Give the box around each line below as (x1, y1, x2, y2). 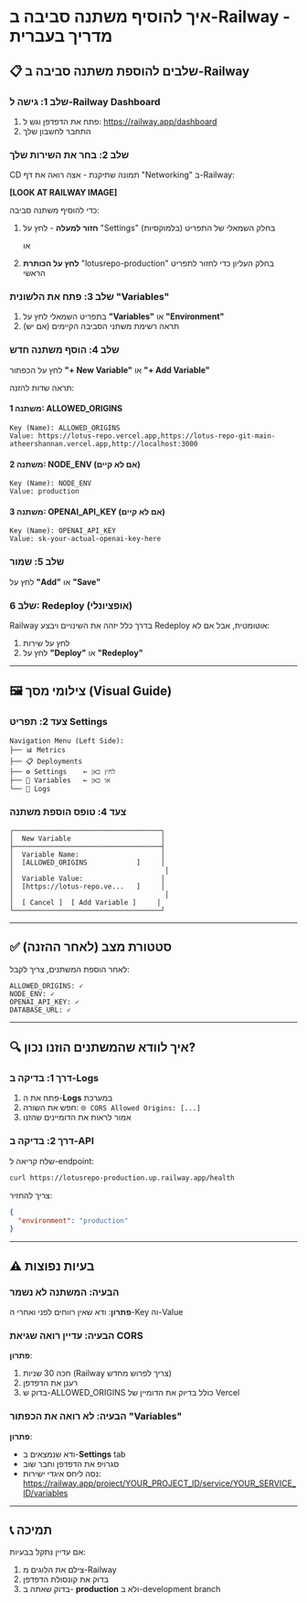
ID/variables (22, 1487, 69, 1498)
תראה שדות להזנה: (9, 382, 75, 393)
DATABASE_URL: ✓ (9, 1005, 71, 1014)
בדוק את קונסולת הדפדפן (22, 1574, 110, 1585)
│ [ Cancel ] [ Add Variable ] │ (9, 897, 162, 907)
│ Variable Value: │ (9, 874, 166, 883)
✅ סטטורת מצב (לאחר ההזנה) (9, 940, 172, 955)
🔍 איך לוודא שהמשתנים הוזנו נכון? (9, 1040, 196, 1056)
